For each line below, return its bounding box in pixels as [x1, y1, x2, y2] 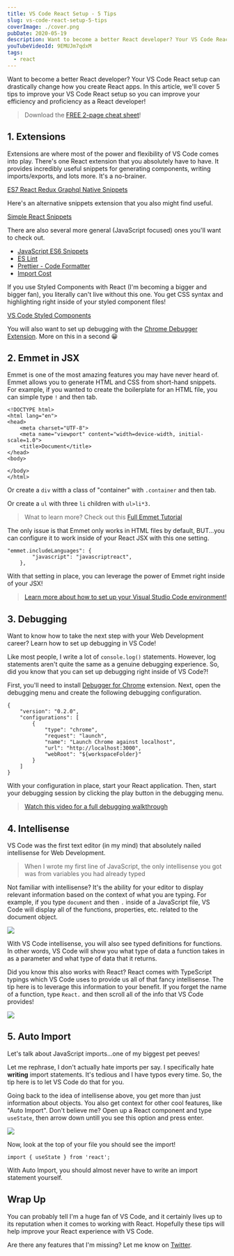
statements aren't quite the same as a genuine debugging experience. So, [7, 660, 219, 669]
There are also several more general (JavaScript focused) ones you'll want [7, 226, 221, 234]
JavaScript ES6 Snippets [17, 247, 88, 255]
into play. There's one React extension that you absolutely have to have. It [7, 156, 219, 165]
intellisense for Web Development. [7, 849, 106, 856]
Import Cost [17, 269, 52, 277]
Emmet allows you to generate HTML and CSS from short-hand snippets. [7, 378, 217, 386]
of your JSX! [7, 579, 43, 587]
